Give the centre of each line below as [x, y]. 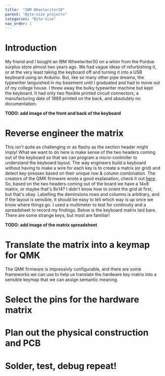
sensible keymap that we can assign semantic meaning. [62, 280]
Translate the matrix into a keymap [78, 245]
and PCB [23, 343]
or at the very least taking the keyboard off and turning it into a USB [74, 72]
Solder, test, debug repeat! [61, 366]
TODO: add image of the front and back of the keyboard [63, 113]
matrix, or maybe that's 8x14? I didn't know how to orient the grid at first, [79, 189]
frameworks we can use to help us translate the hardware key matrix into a [81, 275]
